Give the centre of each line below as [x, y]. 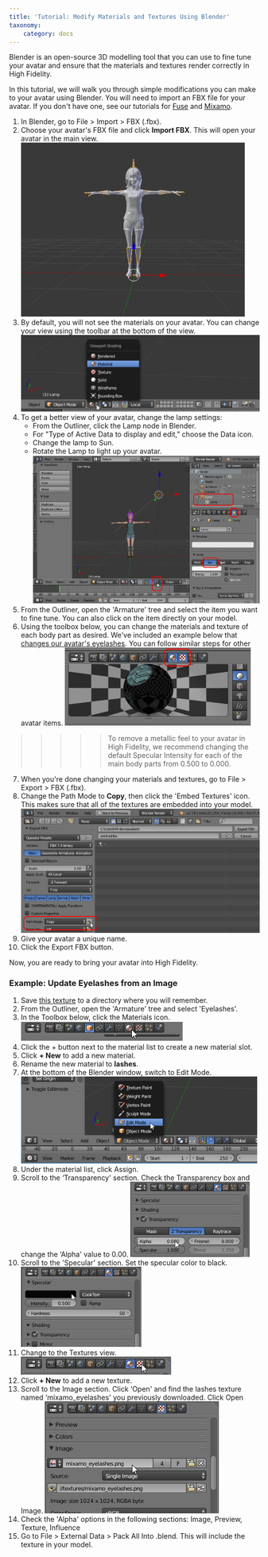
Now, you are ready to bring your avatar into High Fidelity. [103, 963]
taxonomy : [25, 25]
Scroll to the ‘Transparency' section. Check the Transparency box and [135, 1178]
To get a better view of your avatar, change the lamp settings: [121, 417]
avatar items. [42, 723]
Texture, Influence [50, 1528]
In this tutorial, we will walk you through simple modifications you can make [133, 89]
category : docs [49, 33]
